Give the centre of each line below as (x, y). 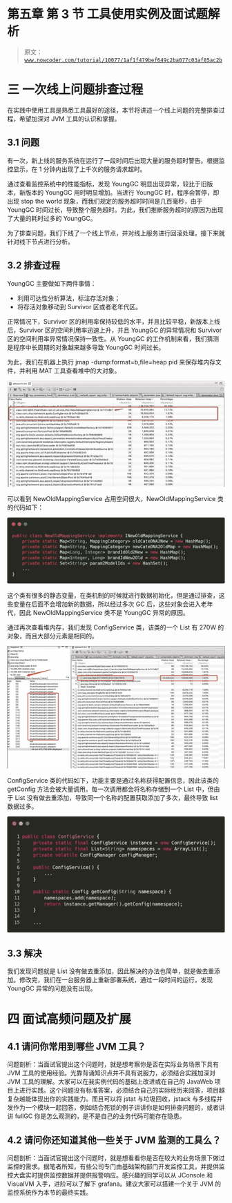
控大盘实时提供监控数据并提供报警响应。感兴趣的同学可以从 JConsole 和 (110, 1175)
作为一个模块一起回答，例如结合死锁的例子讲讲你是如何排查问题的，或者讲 (119, 1108)
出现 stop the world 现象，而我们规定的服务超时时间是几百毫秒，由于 (105, 201)
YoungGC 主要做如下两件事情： (52, 283)
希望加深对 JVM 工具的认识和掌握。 (70, 119)
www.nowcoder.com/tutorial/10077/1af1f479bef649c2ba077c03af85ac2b (123, 60)
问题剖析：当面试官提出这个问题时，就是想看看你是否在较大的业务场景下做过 (116, 1158)
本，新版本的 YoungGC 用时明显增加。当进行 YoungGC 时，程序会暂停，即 (113, 192)
